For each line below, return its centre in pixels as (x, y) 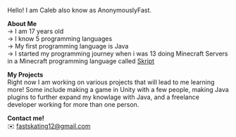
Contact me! (26, 118)
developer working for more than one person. (73, 104)
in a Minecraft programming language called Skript (81, 61)
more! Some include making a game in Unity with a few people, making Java (118, 90)
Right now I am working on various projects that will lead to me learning (111, 82)
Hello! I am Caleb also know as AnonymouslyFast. (80, 10)
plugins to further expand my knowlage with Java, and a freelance (103, 97)
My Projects (25, 74)
